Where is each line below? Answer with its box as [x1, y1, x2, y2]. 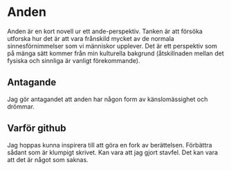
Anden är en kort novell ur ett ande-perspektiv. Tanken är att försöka [7, 27, 203, 35]
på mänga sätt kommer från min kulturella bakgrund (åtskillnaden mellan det [7, 49, 225, 57]
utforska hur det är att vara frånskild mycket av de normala [7, 34, 174, 42]
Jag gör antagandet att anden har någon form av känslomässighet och [7, 95, 208, 103]
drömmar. [7, 102, 35, 111]
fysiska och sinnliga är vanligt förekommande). [7, 56, 140, 64]
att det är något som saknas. [7, 155, 89, 163]
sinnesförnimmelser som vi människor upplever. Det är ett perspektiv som [7, 42, 218, 50]
